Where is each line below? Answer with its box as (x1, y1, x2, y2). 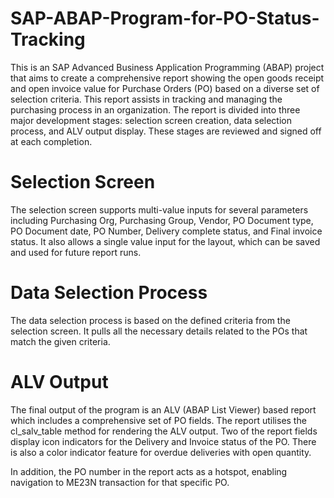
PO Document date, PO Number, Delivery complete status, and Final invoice (10, 225, 323, 237)
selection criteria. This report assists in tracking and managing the (10, 93, 283, 105)
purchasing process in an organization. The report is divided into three (10, 103, 301, 116)
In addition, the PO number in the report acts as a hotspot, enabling (10, 465, 288, 477)
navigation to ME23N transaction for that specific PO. (10, 476, 230, 488)
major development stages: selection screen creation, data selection (10, 114, 292, 126)
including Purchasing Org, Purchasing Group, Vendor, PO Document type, (10, 214, 314, 226)
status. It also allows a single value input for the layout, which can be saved (10, 235, 321, 247)
